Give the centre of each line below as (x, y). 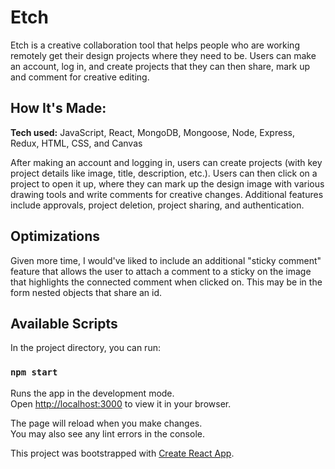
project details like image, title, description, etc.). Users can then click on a (164, 173)
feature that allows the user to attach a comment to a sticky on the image (161, 271)
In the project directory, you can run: (85, 348)
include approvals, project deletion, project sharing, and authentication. (157, 205)
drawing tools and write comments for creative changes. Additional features (167, 194)
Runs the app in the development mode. (92, 393)
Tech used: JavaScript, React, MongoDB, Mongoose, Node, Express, (152, 132)
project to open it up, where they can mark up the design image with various (167, 183)
